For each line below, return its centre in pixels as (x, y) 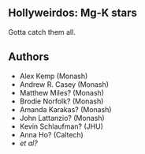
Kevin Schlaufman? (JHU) (61, 126)
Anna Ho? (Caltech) (52, 134)
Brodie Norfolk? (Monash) (61, 101)
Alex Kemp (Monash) (54, 76)
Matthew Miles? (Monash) (62, 92)
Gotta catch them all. (42, 32)
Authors (29, 57)
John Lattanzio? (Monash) (62, 118)
